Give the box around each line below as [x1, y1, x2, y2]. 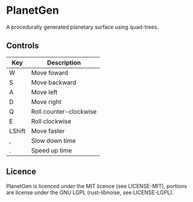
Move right [31, 97, 61, 106]
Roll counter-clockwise [31, 107, 97, 115]
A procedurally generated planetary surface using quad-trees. [6, 23, 159, 30]
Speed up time [31, 146, 73, 154]
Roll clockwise [31, 117, 71, 126]
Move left [31, 88, 58, 96]
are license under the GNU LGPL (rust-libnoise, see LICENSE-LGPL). [6, 189, 174, 196]
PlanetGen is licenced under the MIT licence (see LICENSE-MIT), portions [6, 182, 188, 189]
